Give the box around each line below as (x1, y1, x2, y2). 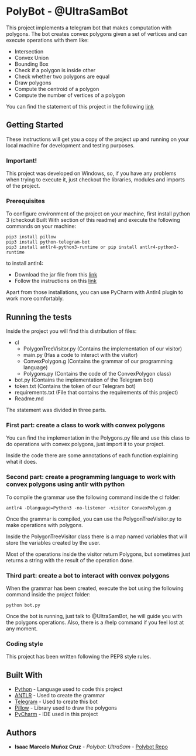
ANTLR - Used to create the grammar (14, 692, 105, 699)
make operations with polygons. (6, 521, 84, 528)
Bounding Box (14, 60, 49, 67)
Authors (6, 727, 37, 738)
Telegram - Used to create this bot (14, 698, 98, 706)
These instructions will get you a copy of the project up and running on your (6, 136, 189, 143)
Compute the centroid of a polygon (14, 85, 99, 92)
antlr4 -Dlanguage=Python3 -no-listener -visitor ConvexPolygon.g (6, 505, 171, 511)
